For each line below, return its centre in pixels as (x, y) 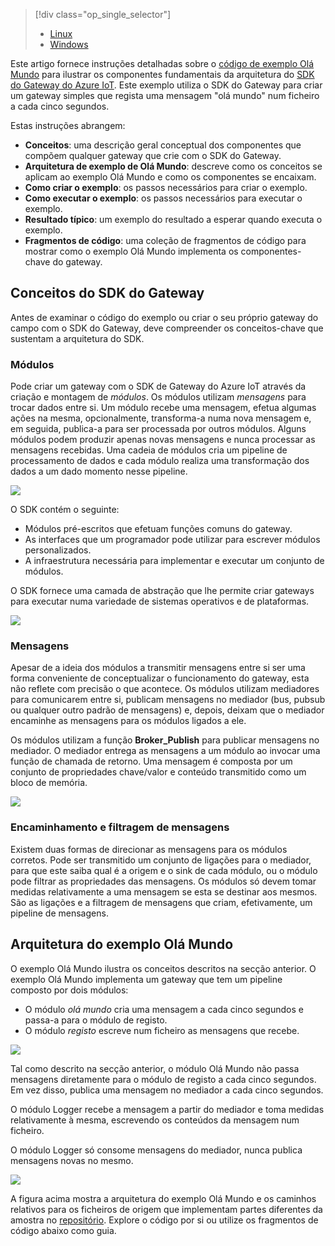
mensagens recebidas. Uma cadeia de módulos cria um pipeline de (149, 450)
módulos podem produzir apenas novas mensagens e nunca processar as (163, 440)
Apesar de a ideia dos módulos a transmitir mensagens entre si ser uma (158, 668)
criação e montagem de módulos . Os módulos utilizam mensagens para (158, 397)
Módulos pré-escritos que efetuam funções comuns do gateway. (158, 529)
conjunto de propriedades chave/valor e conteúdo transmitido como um (158, 772)
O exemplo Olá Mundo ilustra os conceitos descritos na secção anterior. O (163, 968)
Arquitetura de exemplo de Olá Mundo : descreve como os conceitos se (173, 166)
